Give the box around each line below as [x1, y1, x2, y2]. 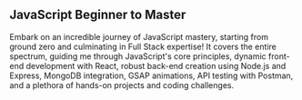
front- [267, 50, 290, 62]
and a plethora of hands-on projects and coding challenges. [9, 79, 235, 90]
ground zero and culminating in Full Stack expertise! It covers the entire [9, 41, 277, 52]
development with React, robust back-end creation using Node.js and [25, 60, 287, 71]
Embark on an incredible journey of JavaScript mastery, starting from [9, 31, 268, 42]
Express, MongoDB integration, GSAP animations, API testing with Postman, [9, 70, 294, 81]
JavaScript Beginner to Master [9, 7, 186, 23]
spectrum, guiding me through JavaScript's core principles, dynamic [9, 50, 267, 62]
